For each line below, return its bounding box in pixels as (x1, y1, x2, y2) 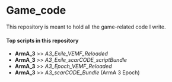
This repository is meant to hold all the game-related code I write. (6, 23, 166, 30)
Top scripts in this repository (6, 37, 79, 44)
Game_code (6, 4, 66, 17)
